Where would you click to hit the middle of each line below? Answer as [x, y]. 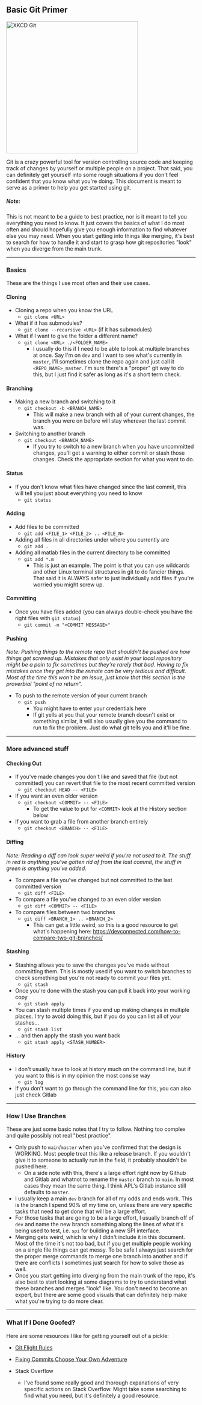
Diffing [15, 842]
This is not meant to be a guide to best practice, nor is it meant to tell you [97, 216]
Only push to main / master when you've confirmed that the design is [98, 1147]
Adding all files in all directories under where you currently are [92, 539]
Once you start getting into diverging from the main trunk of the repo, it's [105, 1276]
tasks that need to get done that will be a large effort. [81, 1211]
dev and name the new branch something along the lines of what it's [99, 1224]
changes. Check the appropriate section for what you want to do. [114, 459]
